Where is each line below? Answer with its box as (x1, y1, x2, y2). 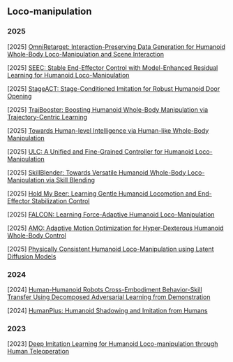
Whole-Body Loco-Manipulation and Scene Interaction (7, 50, 165, 58)
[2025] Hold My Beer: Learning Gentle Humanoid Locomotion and (7, 189, 197, 198)
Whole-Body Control (7, 231, 66, 240)
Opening (7, 92, 32, 100)
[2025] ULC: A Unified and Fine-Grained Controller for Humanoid (7, 147, 194, 156)
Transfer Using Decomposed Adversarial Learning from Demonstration (7, 293, 211, 301)
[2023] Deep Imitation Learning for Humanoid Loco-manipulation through (7, 340, 218, 348)
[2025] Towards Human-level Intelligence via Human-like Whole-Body (7, 126, 209, 135)
